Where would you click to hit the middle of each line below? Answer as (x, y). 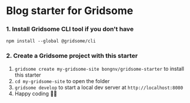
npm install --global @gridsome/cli (51, 41)
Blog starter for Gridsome (70, 11)
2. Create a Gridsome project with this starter (72, 56)
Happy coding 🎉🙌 (36, 93)
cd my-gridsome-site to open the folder (62, 81)
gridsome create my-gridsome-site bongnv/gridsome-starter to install (99, 68)
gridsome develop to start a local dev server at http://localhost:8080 (99, 87)
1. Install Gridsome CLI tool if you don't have (70, 29)
